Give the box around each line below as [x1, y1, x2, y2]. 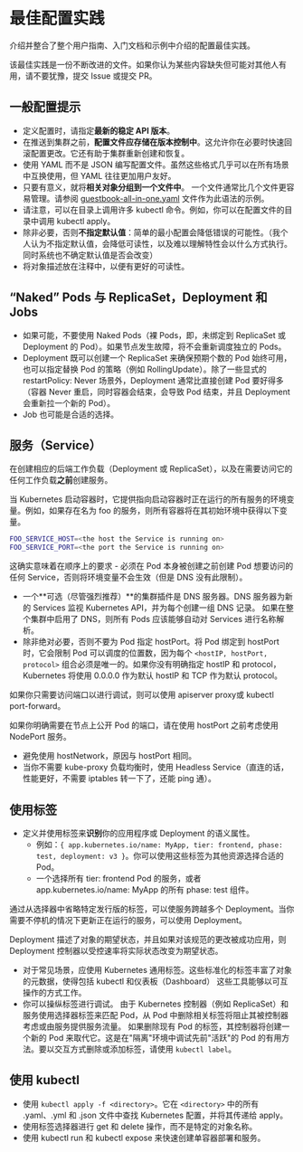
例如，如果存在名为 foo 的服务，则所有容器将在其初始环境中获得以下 [24, 505, 280, 516]
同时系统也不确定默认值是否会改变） [22, 250, 158, 260]
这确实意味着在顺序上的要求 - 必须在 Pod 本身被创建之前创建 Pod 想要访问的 [9, 561, 294, 571]
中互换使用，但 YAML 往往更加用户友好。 [22, 170, 176, 181]
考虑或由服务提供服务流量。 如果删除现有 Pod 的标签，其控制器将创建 [22, 1021, 282, 1032]
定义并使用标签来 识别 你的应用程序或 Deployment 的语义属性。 [22, 827, 255, 838]
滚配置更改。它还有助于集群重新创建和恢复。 [22, 147, 190, 158]
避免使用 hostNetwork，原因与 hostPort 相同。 [22, 751, 197, 761]
